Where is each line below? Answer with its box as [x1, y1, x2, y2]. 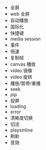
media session [10, 36, 41, 42]
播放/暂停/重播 [10, 80, 41, 86]
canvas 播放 [10, 61, 36, 67]
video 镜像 [10, 68, 33, 73]
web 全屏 [10, 11, 30, 17]
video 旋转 [10, 74, 33, 80]
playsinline [10, 127, 33, 133]
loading [10, 103, 27, 109]
